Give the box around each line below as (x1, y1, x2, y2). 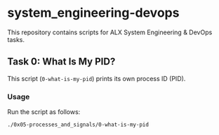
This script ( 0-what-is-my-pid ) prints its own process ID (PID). (7, 74, 186, 83)
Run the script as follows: (7, 108, 81, 116)
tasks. (7, 35, 25, 43)
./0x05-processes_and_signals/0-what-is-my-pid (7, 121, 150, 129)
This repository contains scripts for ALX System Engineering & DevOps (7, 28, 213, 36)
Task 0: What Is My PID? (7, 56, 116, 68)
